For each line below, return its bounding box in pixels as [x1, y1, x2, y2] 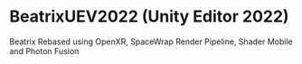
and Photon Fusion [9, 45, 80, 56]
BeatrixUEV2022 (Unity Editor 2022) [9, 6, 289, 27]
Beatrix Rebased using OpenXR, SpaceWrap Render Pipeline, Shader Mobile [9, 36, 293, 47]
